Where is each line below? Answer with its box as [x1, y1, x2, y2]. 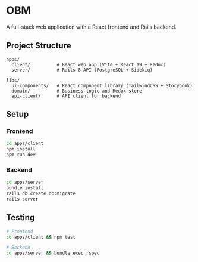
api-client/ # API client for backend [11, 93, 121, 99]
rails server [6, 196, 39, 202]
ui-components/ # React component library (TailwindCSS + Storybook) [11, 82, 193, 88]
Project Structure [6, 41, 71, 51]
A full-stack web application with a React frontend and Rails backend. [6, 23, 177, 30]
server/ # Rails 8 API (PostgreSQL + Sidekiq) [11, 67, 153, 73]
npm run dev [6, 152, 36, 158]
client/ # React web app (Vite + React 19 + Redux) [11, 61, 166, 67]
